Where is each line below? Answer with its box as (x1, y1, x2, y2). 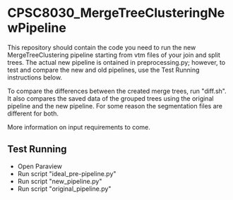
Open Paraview (17, 162, 62, 170)
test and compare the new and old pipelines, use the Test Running (7, 65, 200, 74)
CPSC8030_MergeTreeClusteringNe (7, 5, 225, 21)
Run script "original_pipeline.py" (17, 185, 112, 193)
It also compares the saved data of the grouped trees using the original (7, 94, 214, 103)
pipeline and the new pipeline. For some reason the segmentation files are (7, 101, 222, 110)
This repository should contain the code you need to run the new (7, 43, 196, 51)
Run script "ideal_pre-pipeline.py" (17, 169, 116, 177)
